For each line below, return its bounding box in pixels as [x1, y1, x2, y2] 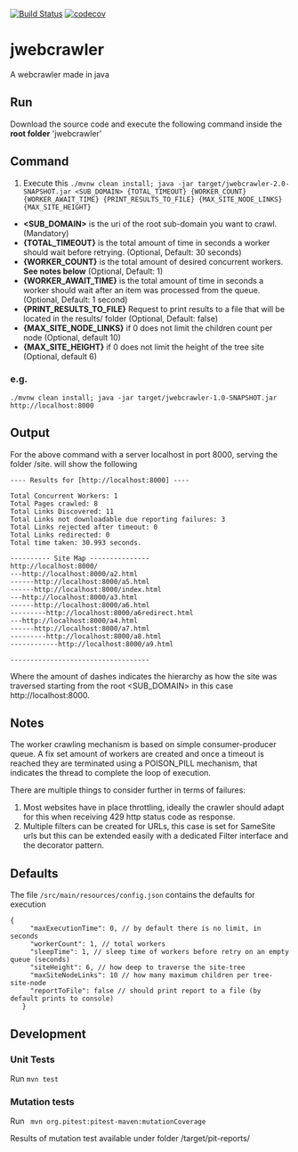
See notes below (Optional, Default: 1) [22, 266, 164, 276]
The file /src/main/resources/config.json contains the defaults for [10, 890, 256, 901]
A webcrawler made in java [10, 69, 109, 79]
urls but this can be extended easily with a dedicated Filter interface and [22, 830, 288, 842]
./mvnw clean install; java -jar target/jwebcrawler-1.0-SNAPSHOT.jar [10, 393, 278, 402]
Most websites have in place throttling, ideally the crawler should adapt [22, 802, 285, 813]
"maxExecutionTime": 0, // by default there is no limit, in [29, 924, 262, 934]
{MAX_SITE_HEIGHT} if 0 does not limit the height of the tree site [22, 341, 265, 352]
